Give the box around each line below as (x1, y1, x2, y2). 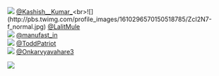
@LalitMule (47, 23, 81, 31)
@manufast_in (16, 31, 58, 39)
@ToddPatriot (16, 39, 57, 47)
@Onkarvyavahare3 (16, 48, 74, 56)
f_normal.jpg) (7, 23, 47, 31)
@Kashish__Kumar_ (16, 8, 73, 15)
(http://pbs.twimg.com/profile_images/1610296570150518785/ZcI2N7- (7, 15, 212, 23)
